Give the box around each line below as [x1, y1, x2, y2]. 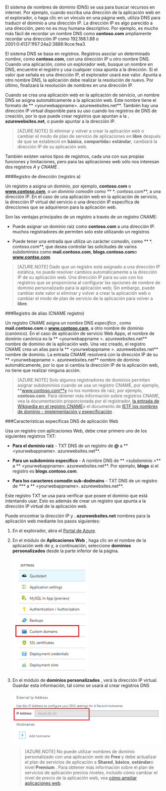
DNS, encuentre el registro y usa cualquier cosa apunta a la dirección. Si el [5, 66, 158, 72]
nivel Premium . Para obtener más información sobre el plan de [24, 764, 154, 770]
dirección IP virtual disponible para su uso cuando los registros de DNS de [5, 108, 157, 114]
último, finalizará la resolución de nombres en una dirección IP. [5, 82, 134, 88]
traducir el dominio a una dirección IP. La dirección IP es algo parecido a [5, 20, 153, 26]
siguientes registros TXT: [5, 433, 56, 439]
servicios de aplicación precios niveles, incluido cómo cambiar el [24, 769, 158, 776]
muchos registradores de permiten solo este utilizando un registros [12, 229, 150, 235]
